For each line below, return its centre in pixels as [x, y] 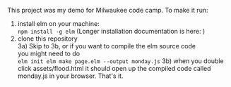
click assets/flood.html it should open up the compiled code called [114, 68]
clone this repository [47, 39]
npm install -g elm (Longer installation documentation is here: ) [111, 31]
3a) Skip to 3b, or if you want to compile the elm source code [107, 46]
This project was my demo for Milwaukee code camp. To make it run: [108, 10]
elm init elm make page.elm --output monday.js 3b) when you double [120, 61]
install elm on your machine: [59, 24]
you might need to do [48, 53]
